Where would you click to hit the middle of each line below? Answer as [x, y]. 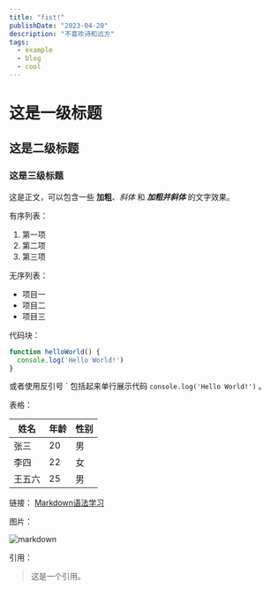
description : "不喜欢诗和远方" [62, 34]
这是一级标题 [56, 114]
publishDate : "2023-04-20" [59, 26]
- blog [29, 58]
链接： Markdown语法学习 [56, 503]
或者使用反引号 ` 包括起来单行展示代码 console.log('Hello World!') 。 [138, 387]
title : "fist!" [37, 17]
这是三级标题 [37, 176]
